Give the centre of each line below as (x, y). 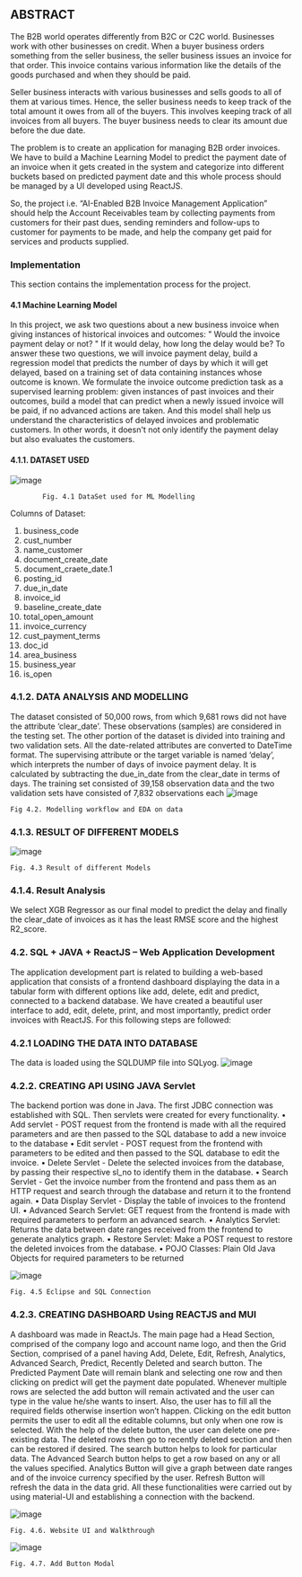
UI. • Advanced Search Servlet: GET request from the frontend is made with (150, 1210)
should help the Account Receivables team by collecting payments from (143, 213)
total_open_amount (58, 616)
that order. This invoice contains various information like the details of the (146, 65)
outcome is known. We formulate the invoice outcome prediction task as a (147, 382)
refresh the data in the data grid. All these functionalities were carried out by (151, 1487)
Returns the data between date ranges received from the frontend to (137, 1229)
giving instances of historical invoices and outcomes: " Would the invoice (145, 334)
